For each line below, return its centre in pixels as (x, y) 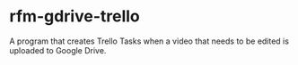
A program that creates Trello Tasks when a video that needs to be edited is (149, 41)
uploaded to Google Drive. (58, 50)
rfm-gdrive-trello (75, 16)
